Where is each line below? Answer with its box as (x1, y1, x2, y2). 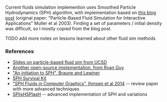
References (5, 48, 34, 55)
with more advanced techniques (12, 86, 79, 92)
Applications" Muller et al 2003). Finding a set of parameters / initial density (5, 20, 162, 26)
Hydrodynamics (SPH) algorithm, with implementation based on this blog (5, 10, 156, 16)
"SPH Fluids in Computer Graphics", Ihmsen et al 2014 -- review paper (12, 80, 158, 87)
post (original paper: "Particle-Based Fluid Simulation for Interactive (5, 15, 146, 21)
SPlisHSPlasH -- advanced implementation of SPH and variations (12, 91, 147, 97)
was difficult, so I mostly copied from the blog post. (5, 26, 112, 32)
